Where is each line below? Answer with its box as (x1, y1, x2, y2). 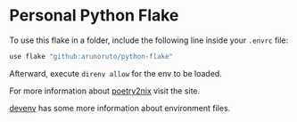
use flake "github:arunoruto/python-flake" (9, 52, 174, 61)
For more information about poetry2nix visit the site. (9, 85, 201, 96)
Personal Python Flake (9, 5, 179, 26)
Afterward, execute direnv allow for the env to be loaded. (9, 68, 223, 78)
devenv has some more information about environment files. (9, 102, 231, 113)
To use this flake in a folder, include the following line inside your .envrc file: (9, 35, 289, 45)
